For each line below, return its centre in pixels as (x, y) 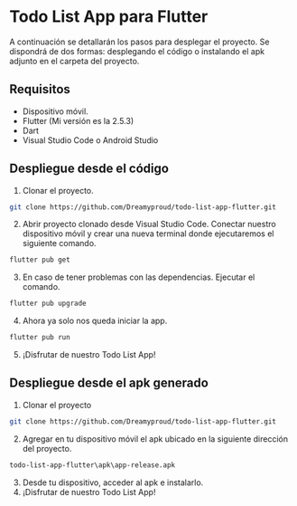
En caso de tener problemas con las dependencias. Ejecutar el (139, 277)
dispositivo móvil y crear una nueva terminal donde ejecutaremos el (148, 234)
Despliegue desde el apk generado (109, 383)
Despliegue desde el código (89, 169)
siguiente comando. (59, 243)
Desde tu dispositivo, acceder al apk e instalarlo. (113, 482)
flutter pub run (40, 338)
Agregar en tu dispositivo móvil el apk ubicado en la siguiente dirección (155, 439)
